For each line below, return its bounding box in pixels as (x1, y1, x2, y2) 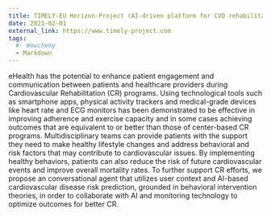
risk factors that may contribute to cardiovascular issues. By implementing (8, 148, 256, 158)
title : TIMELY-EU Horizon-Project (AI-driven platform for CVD (8, 11, 226, 20)
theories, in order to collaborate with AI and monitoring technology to (8, 190, 238, 200)
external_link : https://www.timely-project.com (8, 27, 172, 35)
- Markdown (15, 49, 52, 57)
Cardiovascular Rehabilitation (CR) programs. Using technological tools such (8, 88, 263, 97)
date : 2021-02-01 (8, 19, 67, 27)
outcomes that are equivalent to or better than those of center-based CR (8, 122, 249, 132)
